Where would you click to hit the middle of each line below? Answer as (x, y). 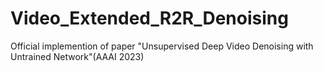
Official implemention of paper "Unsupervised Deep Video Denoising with (162, 46)
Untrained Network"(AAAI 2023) (77, 56)
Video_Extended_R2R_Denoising (149, 18)
